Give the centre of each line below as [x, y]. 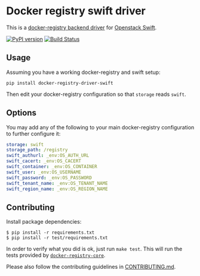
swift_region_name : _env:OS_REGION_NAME [57, 189]
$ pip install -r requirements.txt [50, 233]
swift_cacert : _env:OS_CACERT [44, 161]
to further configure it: [33, 134]
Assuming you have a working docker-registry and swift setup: [83, 72]
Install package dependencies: [44, 222]
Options [21, 113]
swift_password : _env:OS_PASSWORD [49, 178]
